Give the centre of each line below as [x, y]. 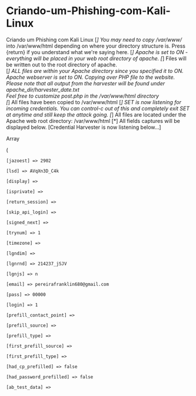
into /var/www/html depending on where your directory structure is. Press [96, 46]
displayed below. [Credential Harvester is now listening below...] [84, 127]
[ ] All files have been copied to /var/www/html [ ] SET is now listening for [94, 102]
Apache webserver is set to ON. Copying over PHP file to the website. [91, 77]
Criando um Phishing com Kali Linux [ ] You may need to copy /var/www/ [94, 39]
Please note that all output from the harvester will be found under [86, 83]
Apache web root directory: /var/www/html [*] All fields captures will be [93, 121]
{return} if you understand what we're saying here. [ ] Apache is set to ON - [97, 52]
